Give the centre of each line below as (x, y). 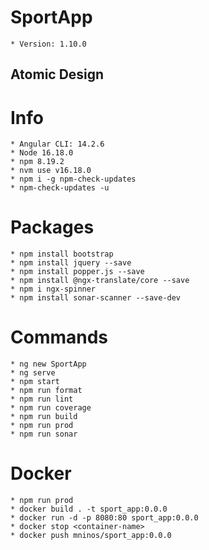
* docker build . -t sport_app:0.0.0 (89, 509)
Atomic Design (57, 74)
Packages (52, 227)
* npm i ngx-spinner (53, 289)
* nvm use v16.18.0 (51, 171)
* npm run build (44, 417)
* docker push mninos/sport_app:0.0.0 (91, 536)
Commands (59, 337)
